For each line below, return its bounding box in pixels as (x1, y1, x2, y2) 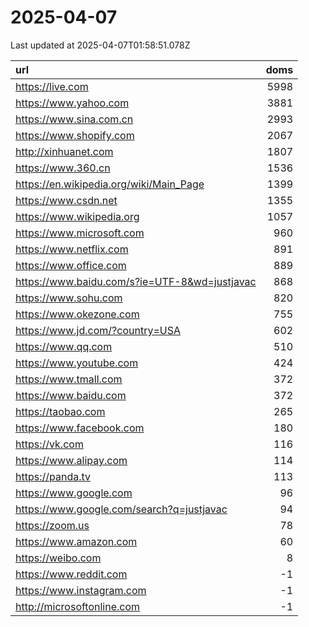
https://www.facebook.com (15, 421, 145, 435)
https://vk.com (15, 437, 84, 451)
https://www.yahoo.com (15, 96, 130, 110)
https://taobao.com (15, 404, 106, 418)
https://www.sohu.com (15, 291, 123, 305)
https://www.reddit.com (15, 567, 128, 581)
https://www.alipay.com (15, 453, 128, 467)
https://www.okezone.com (15, 307, 140, 321)
